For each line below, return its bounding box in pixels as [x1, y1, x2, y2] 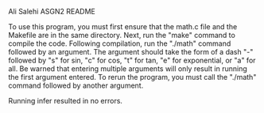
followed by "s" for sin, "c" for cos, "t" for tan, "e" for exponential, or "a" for [8, 55, 256, 65]
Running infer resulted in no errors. [8, 96, 123, 105]
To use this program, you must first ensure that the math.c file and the [8, 22, 238, 31]
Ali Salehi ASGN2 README [8, 7, 95, 16]
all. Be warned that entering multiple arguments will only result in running [8, 64, 248, 73]
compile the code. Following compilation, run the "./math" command [8, 39, 231, 48]
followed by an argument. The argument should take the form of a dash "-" [8, 47, 254, 56]
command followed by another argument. [8, 81, 144, 90]
